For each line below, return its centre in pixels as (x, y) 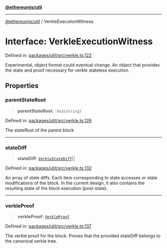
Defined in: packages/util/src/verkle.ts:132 (48, 168)
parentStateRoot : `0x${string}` (50, 111)
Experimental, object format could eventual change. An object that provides (83, 65)
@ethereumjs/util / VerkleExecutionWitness (49, 21)
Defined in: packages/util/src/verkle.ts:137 (48, 226)
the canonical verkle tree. (31, 241)
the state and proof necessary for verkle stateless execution (67, 70)
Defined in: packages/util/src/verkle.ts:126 (48, 120)
